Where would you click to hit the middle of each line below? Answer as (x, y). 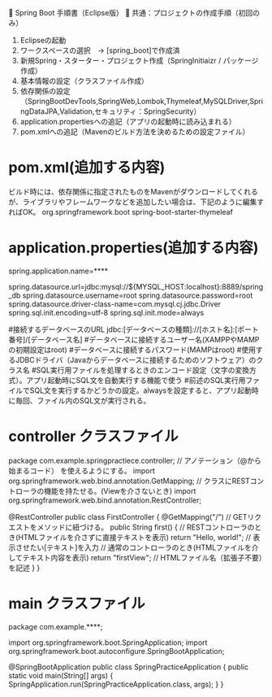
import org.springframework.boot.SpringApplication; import (108, 643)
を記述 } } (24, 568)
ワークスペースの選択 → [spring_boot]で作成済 (100, 50)
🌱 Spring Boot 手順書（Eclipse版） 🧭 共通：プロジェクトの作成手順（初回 (131, 13)
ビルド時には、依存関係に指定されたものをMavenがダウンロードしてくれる (133, 191)
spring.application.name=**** (58, 271)
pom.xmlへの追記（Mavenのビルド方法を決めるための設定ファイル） (135, 132)
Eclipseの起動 (43, 40)
